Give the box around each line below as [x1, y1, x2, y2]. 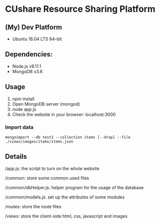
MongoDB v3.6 [12, 68, 43, 74]
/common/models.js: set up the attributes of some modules [5, 194, 125, 200]
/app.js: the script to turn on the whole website [5, 166, 100, 171]
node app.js [12, 106, 36, 112]
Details [5, 152, 27, 161]
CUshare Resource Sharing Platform [5, 3, 156, 15]
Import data [5, 124, 34, 131]
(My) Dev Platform [5, 23, 62, 31]
